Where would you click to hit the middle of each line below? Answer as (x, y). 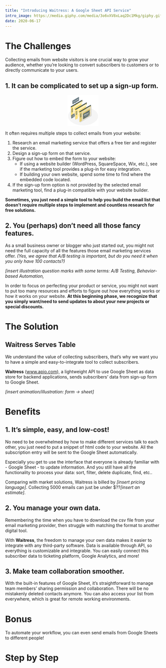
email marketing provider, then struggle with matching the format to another (82, 525)
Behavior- (147, 271)
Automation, (32, 276)
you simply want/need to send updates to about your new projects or (77, 301)
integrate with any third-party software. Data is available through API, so (79, 545)
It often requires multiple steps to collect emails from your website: (73, 133)
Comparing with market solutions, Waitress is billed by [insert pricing (75, 482)
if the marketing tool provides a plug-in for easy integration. (80, 169)
